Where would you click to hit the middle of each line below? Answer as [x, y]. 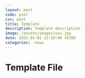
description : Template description [43, 29]
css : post [16, 19]
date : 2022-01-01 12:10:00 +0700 [40, 38]
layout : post [19, 10]
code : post [17, 15]
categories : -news [25, 43]
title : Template [22, 24]
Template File [34, 67]
